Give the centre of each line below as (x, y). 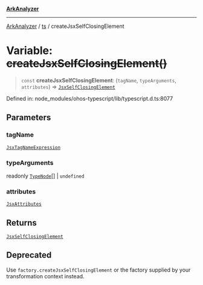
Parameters (29, 118)
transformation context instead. (45, 276)
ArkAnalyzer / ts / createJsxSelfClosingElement (66, 26)
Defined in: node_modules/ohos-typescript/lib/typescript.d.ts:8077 (90, 98)
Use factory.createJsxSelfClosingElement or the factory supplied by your (98, 270)
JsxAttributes (24, 204)
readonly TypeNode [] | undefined (45, 176)
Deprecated (29, 255)
